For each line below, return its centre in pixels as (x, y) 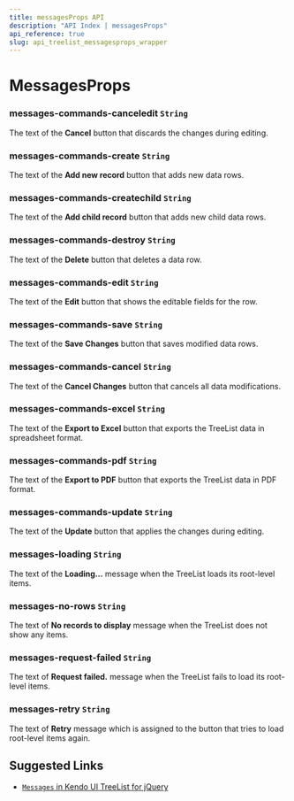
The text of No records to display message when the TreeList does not (138, 625)
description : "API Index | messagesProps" (88, 26)
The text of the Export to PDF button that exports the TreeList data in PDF (143, 480)
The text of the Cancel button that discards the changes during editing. (139, 133)
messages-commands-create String (90, 156)
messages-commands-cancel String (90, 366)
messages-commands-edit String (84, 282)
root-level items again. (50, 738)
